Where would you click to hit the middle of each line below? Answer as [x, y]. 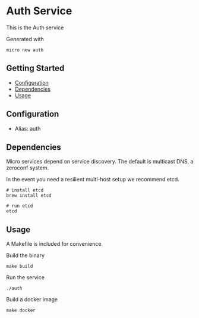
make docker [21, 311]
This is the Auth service [35, 27]
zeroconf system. [28, 168]
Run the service [25, 277]
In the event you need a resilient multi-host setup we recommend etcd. [93, 180]
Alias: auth [28, 128]
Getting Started [35, 68]
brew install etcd [29, 196]
